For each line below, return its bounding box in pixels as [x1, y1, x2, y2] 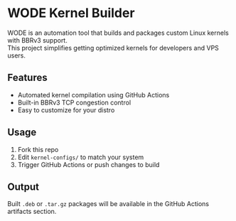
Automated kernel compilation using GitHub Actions [17, 90, 170, 99]
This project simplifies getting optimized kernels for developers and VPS [7, 43, 219, 52]
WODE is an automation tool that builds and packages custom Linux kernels [7, 28, 229, 37]
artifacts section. [7, 207, 57, 216]
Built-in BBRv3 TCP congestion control [17, 98, 132, 107]
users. [7, 51, 26, 60]
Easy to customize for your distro [17, 105, 115, 114]
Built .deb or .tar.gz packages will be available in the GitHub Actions [7, 200, 210, 208]
